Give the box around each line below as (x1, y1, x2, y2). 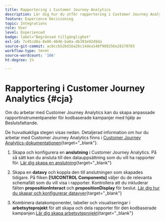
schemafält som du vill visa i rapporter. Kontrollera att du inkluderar (12, 180, 148, 186)
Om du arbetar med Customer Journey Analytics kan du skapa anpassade (5, 110, 155, 115)
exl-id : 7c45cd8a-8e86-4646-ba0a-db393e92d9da (5, 39, 102, 44)
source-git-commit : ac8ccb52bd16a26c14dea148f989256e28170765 (5, 44, 135, 49)
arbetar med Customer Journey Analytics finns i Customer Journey (5, 135, 141, 140)
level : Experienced (5, 30, 45, 35)
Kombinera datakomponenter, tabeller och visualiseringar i (12, 200, 131, 206)
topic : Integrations (5, 21, 48, 26)
